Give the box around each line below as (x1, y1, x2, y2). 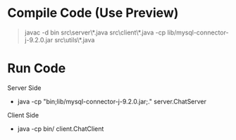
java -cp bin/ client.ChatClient (17, 125, 104, 133)
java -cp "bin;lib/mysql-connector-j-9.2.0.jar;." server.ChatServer (17, 97, 206, 106)
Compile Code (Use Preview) (7, 5, 179, 21)
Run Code (7, 61, 66, 77)
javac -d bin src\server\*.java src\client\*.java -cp (24, 28, 166, 37)
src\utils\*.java (54, 35, 95, 44)
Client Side (7, 110, 39, 119)
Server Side (7, 83, 42, 92)
